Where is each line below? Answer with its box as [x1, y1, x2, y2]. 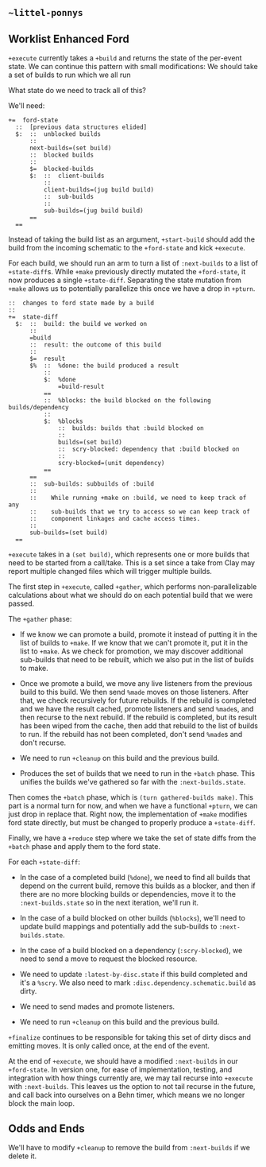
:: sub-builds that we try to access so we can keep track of [29, 508, 250, 516]
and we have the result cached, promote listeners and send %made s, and [19, 704, 254, 714]
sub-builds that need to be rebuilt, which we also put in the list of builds [19, 655, 254, 665]
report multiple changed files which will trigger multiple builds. [8, 567, 213, 576]
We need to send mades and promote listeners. [19, 1002, 175, 1011]
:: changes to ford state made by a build [8, 299, 155, 308]
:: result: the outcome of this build [29, 341, 161, 349]
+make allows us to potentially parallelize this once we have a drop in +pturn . [8, 284, 256, 293]
